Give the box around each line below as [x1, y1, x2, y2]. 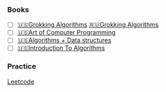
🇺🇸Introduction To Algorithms [17, 44, 105, 53]
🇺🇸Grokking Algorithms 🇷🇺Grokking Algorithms [17, 21, 159, 29]
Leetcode [7, 77, 35, 86]
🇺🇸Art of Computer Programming [17, 28, 116, 37]
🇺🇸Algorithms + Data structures [17, 36, 112, 44]
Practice [7, 62, 36, 71]
